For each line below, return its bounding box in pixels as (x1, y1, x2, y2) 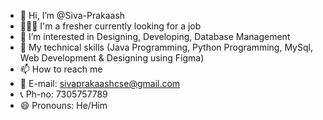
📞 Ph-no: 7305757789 (19, 88, 108, 100)
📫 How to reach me (19, 63, 103, 75)
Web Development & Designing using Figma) (19, 52, 205, 64)
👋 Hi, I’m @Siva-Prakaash (19, 10, 126, 21)
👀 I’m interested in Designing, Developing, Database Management (19, 31, 291, 42)
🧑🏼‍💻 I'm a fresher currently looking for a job (19, 20, 202, 32)
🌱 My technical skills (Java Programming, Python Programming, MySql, (19, 41, 313, 53)
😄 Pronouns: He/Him (19, 100, 108, 111)
